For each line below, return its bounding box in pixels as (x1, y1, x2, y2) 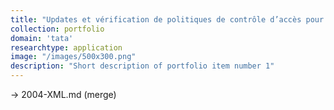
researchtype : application (10, 42, 123, 53)
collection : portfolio (10, 24, 105, 34)
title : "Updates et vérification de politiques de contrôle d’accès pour (10, 14, 325, 25)
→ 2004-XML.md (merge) (10, 89, 117, 100)
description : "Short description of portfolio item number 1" (10, 61, 275, 71)
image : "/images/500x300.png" (10, 52, 137, 62)
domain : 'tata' (10, 33, 74, 43)
